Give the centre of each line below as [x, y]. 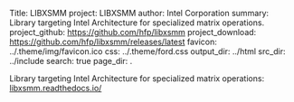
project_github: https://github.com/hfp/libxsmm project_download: [133, 32]
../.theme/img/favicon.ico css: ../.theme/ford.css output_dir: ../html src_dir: [147, 51]
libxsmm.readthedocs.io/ [56, 88]
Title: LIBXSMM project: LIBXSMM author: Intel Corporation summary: [139, 13]
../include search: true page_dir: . [71, 61]
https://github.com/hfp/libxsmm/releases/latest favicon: [113, 42]
